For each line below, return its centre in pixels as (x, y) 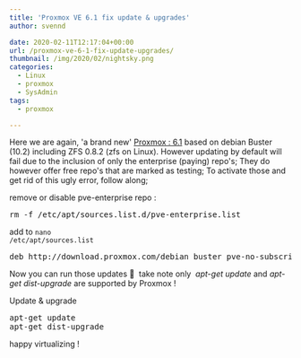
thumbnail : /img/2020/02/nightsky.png (82, 59)
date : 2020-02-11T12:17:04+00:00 (72, 42)
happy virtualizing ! (45, 344)
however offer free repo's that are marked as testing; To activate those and (148, 170)
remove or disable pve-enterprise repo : (83, 197)
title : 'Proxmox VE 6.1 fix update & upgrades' (100, 17)
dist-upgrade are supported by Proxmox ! (100, 284)
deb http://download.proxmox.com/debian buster (116, 257)
